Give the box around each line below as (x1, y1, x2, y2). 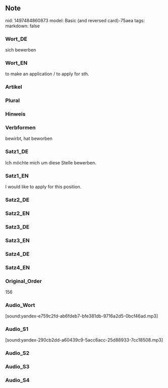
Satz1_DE (5, 148, 29, 155)
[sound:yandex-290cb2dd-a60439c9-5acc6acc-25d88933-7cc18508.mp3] (5, 337, 163, 343)
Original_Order (5, 278, 42, 285)
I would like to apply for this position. (5, 184, 82, 190)
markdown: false (5, 23, 40, 29)
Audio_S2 (5, 350, 29, 357)
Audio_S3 (5, 363, 30, 370)
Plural (5, 97, 20, 104)
